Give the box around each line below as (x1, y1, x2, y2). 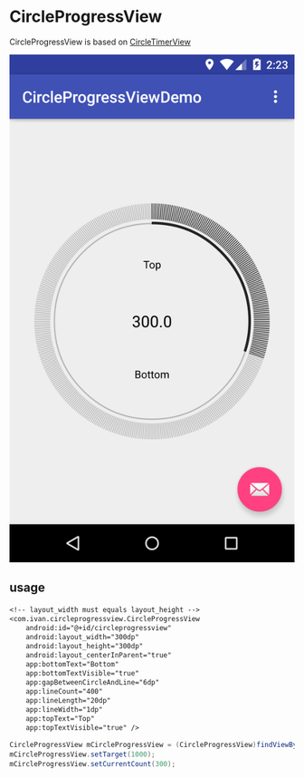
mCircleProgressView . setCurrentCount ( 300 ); (9, 759, 176, 768)
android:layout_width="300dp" (25, 632, 140, 641)
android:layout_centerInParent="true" (25, 650, 172, 659)
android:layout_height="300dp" (25, 641, 144, 650)
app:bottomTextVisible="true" (25, 668, 140, 677)
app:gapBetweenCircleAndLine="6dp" (25, 677, 160, 686)
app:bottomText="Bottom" (25, 659, 119, 668)
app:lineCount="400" (25, 686, 103, 695)
